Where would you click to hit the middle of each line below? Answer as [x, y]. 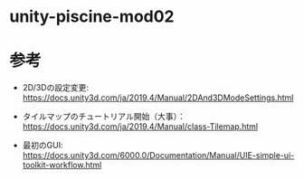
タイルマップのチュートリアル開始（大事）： [104, 117]
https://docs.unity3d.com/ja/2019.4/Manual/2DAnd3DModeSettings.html [158, 98]
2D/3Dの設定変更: [55, 88]
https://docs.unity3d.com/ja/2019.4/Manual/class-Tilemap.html [140, 127]
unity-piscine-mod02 [92, 17]
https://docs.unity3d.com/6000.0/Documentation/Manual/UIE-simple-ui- [158, 155]
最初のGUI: [43, 146]
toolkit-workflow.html [62, 165]
